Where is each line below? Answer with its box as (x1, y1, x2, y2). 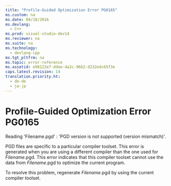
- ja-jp (10, 83, 27, 88)
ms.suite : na (5, 41, 33, 46)
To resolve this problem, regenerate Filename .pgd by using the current (5, 169, 154, 175)
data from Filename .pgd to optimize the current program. (5, 159, 126, 166)
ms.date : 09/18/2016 (5, 17, 50, 22)
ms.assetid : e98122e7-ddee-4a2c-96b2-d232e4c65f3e (5, 64, 115, 69)
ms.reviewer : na (5, 36, 40, 41)
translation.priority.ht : (5, 74, 60, 79)
